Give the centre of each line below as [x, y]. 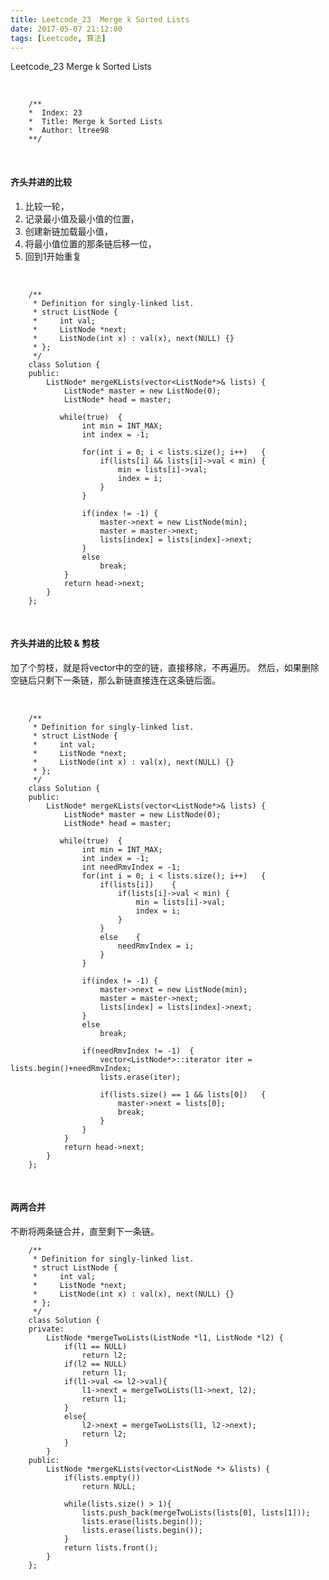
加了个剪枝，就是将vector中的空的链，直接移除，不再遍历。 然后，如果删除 [165, 667]
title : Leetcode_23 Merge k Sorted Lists [100, 19]
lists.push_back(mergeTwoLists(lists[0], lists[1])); [196, 1512]
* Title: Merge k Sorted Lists [95, 122]
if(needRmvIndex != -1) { [138, 1051]
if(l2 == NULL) [95, 1364]
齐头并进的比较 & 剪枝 [55, 643]
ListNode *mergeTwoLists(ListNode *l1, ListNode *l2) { [165, 1337]
